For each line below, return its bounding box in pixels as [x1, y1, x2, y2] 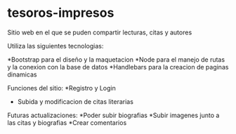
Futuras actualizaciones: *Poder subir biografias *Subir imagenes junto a [7, 111, 220, 119]
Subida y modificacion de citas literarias [17, 97, 133, 106]
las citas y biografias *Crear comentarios [7, 118, 127, 127]
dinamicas [7, 70, 37, 79]
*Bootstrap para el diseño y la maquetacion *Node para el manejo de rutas [7, 55, 225, 64]
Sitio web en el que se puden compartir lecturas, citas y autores [7, 28, 192, 36]
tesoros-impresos [7, 5, 114, 21]
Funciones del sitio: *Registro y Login [7, 83, 116, 92]
